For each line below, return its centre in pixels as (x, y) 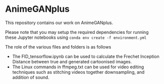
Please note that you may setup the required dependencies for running (77, 32)
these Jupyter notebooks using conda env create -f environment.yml (76, 37)
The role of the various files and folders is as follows (58, 47)
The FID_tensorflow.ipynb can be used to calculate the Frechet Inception (86, 56)
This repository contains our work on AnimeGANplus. (59, 23)
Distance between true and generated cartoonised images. (72, 61)
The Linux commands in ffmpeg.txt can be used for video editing (78, 67)
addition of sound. (31, 77)
